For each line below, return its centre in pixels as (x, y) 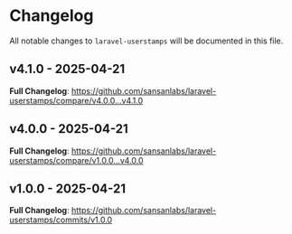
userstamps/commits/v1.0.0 (61, 220)
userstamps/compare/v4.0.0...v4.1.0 (76, 100)
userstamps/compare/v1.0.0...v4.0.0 (76, 160)
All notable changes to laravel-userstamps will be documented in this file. (146, 41)
